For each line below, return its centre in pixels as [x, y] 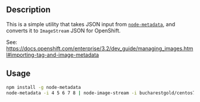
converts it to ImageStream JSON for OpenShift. [63, 30]
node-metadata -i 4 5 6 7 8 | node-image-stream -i [71, 93]
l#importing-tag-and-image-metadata [53, 55]
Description [28, 10]
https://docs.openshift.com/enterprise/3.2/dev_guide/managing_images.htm [100, 48]
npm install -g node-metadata [44, 87]
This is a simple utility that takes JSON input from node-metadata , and [91, 24]
